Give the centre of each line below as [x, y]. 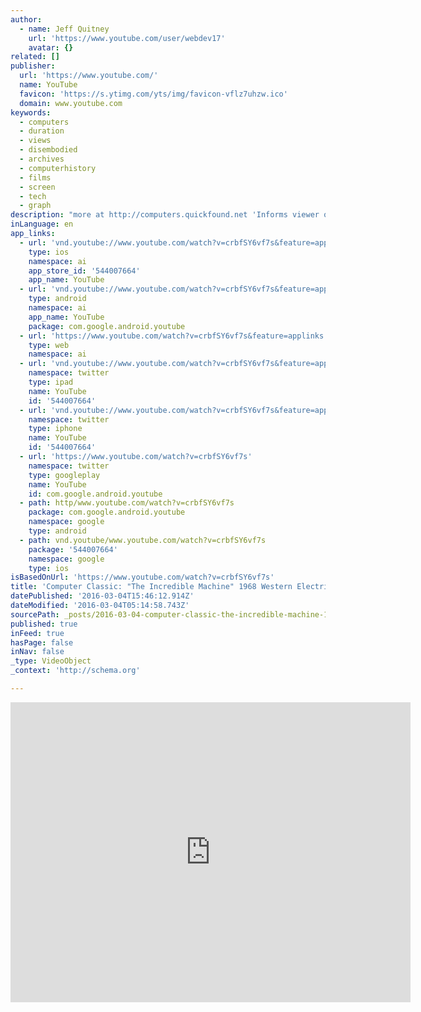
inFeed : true [37, 633]
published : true [44, 624]
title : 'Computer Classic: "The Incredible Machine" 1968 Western [151, 587]
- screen [37, 187]
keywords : [31, 112]
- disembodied [48, 150]
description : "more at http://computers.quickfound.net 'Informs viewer [165, 215]
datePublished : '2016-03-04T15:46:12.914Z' [102, 596]
